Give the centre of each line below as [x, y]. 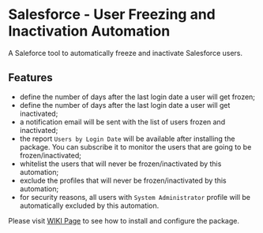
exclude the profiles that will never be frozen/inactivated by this [123, 180]
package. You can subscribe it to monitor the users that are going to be [135, 146]
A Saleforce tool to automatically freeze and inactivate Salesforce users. [126, 53]
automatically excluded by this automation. [89, 205]
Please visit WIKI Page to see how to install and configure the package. [124, 220]
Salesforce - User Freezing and [112, 15]
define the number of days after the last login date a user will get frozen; [137, 97]
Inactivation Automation [89, 31]
